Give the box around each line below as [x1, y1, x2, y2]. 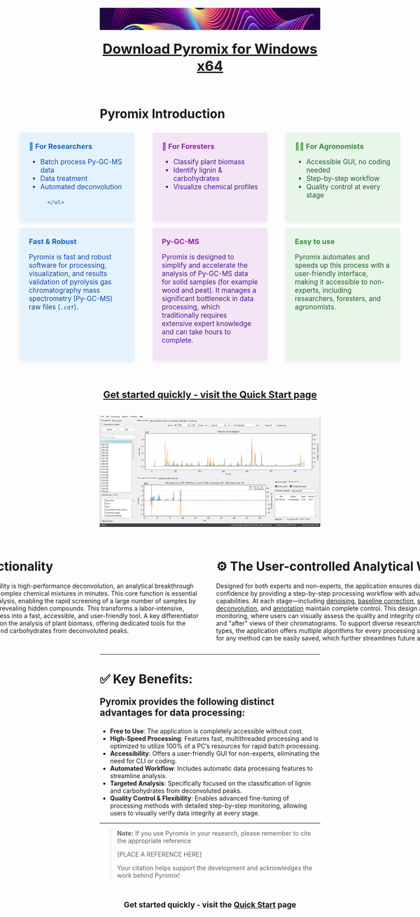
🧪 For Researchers [29, 141, 92, 151]
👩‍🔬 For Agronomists [295, 141, 364, 151]
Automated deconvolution [40, 182, 122, 192]
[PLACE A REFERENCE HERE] [116, 850, 202, 858]
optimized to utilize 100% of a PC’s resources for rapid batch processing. [109, 742, 321, 750]
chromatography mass [29, 286, 101, 295]
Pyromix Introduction [99, 106, 225, 122]
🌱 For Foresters [162, 141, 215, 151]
